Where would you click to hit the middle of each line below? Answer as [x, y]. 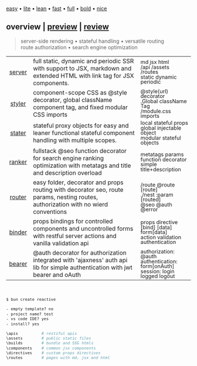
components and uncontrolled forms [83, 229]
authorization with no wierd [71, 205]
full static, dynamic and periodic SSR [84, 61]
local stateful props [164, 123]
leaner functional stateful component [84, 133]
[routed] [151, 199]
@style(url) [154, 91]
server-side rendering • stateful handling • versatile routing [92, 41]
